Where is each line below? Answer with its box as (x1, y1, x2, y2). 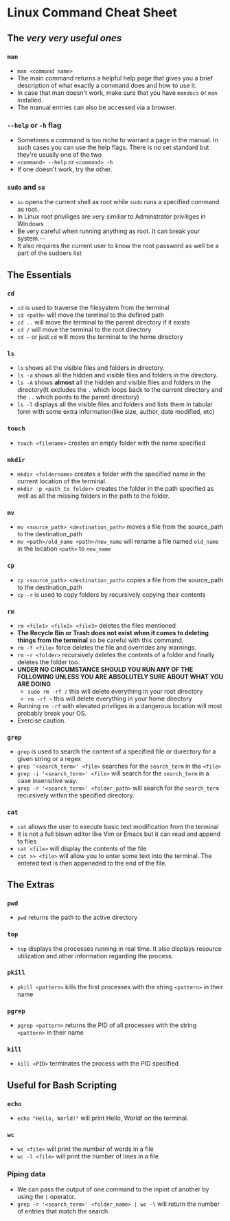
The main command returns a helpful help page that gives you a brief (16, 74, 214, 82)
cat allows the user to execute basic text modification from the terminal (16, 822, 219, 830)
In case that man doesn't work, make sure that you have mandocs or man (16, 88, 218, 97)
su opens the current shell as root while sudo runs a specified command (16, 198, 220, 206)
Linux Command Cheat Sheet (7, 5, 177, 21)
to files (16, 837, 37, 845)
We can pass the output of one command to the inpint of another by (16, 1185, 209, 1193)
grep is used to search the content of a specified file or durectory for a (16, 747, 216, 756)
